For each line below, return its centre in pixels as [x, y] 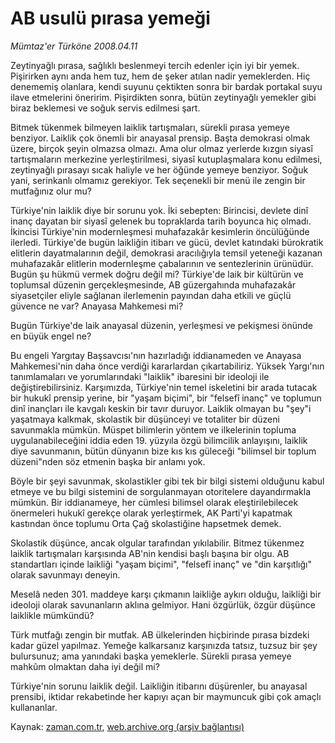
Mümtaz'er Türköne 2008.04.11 [74, 46]
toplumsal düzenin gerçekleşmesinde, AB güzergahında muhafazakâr [153, 284]
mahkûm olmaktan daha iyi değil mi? [85, 666]
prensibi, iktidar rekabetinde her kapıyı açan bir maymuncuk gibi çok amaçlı [166, 696]
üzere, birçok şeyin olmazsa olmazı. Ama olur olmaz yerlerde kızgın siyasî [161, 148]
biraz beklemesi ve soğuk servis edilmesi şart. [105, 108]
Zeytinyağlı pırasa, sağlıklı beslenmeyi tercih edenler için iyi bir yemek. [155, 65]
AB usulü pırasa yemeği [110, 18]
